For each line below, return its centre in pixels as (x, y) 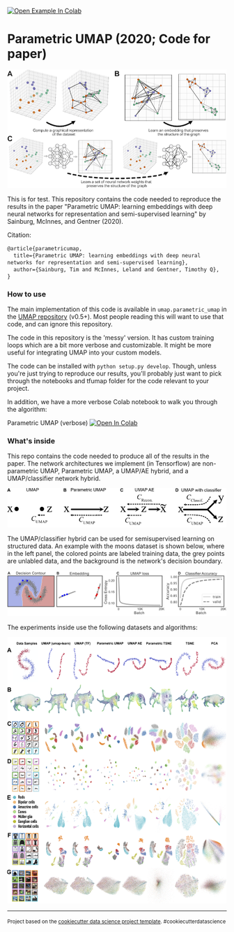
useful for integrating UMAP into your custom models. (85, 352)
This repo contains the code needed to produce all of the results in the (108, 456)
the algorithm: (27, 409)
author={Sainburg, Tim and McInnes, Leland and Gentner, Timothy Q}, (116, 269)
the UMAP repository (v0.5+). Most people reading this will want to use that (116, 316)
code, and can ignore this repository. (60, 324)
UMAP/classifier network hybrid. (54, 478)
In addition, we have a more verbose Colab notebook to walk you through (112, 401)
